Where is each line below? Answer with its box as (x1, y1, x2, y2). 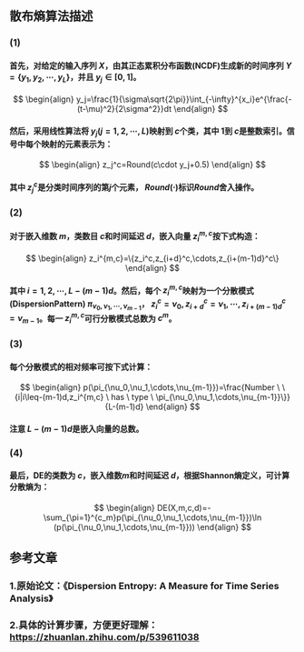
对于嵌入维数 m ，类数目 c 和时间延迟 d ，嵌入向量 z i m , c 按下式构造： (9, 228, 260, 244)
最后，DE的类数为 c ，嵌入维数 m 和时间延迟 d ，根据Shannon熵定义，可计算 (9, 470, 290, 481)
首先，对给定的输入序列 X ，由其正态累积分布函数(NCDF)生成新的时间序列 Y (9, 60, 292, 71)
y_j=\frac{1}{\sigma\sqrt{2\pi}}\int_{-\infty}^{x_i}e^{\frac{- (75, 94, 292, 105)
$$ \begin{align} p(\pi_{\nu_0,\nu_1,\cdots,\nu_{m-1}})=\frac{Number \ (19, 382, 280, 393)
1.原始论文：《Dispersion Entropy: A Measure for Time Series (9, 580, 279, 593)
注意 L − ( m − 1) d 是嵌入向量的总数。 (9, 423, 144, 434)
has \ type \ (110, 392, 154, 403)
